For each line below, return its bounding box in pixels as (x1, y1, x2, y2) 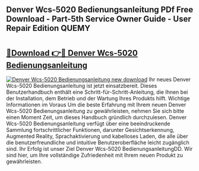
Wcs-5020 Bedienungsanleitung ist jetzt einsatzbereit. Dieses (6, 83, 157, 89)
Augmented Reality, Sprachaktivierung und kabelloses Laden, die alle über (6, 133, 188, 140)
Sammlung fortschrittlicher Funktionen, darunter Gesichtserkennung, (6, 126, 175, 133)
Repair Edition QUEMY (6, 23, 91, 33)
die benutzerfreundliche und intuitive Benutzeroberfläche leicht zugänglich (6, 139, 190, 146)
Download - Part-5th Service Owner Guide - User (6, 14, 191, 24)
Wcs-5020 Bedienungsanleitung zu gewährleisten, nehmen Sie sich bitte (6, 107, 185, 115)
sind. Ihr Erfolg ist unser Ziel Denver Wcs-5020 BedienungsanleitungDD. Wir (6, 145, 193, 152)
